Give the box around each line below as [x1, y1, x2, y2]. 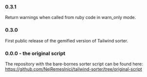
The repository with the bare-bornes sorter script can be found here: [5, 61, 143, 67]
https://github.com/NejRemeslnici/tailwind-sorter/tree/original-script [5, 66, 142, 72]
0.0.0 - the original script [5, 50, 66, 57]
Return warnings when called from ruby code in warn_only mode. [5, 15, 136, 20]
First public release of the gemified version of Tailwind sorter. [5, 38, 128, 43]
